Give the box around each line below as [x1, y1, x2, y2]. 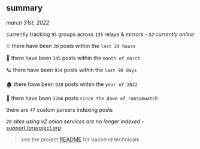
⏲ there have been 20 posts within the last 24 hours [6, 42, 136, 49]
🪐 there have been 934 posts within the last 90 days [6, 66, 137, 73]
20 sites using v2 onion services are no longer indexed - [6, 118, 144, 125]
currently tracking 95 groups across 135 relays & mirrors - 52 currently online [6, 31, 195, 38]
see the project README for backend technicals [20, 136, 140, 143]
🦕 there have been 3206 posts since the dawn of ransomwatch [6, 94, 158, 102]
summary [6, 3, 43, 13]
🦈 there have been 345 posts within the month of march [6, 54, 141, 61]
